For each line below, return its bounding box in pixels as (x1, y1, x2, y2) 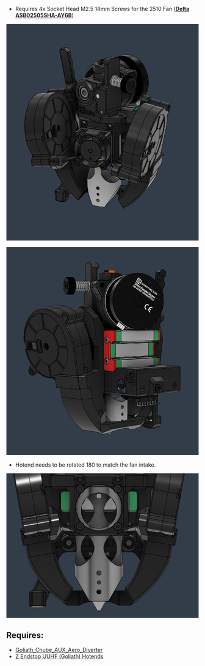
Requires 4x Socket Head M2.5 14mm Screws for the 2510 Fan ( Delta (15, 6, 190, 12)
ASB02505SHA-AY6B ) (15, 12, 74, 19)
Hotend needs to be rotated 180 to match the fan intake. (15, 461, 156, 468)
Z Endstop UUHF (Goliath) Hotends (15, 653, 104, 660)
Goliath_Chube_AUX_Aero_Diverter (15, 646, 103, 654)
